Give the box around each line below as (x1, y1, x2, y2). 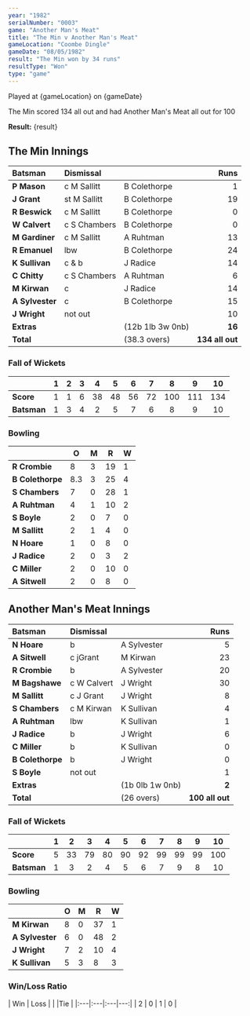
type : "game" (8, 70, 51, 78)
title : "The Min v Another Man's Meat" (8, 33, 139, 42)
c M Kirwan (70, 703, 112, 714)
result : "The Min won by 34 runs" (8, 56, 121, 64)
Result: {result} (8, 122, 58, 131)
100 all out (188, 792, 230, 803)
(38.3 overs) (124, 334, 171, 345)
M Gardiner (12, 232, 56, 243)
